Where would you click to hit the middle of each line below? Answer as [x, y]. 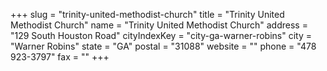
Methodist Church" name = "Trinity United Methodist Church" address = [159, 25]
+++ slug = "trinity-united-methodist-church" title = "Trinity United [147, 14]
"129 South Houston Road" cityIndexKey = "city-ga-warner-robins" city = [161, 35]
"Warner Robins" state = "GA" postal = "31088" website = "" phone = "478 [163, 46]
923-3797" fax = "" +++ [60, 57]
